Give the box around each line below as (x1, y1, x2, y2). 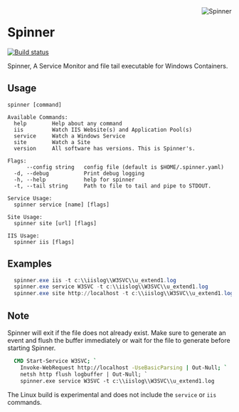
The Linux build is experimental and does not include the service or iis (7, 390, 217, 398)
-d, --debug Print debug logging (14, 170, 144, 177)
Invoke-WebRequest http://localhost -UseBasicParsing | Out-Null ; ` (20, 364, 228, 371)
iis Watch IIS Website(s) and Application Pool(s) (14, 126, 193, 133)
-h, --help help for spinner (14, 176, 135, 183)
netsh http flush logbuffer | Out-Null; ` (20, 371, 148, 378)
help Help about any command (14, 120, 122, 127)
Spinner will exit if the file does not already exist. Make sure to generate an (7, 329, 226, 337)
